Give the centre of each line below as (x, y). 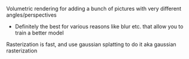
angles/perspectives (31, 15)
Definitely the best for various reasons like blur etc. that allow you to (99, 27)
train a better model (39, 33)
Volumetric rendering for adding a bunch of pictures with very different (94, 9)
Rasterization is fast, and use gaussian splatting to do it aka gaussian (91, 44)
